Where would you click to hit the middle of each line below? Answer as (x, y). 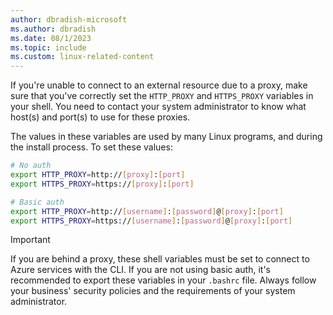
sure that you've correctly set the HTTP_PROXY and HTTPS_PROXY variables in (162, 96)
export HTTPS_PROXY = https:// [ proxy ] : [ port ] (102, 184)
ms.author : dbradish (53, 29)
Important (30, 240)
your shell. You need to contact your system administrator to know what (158, 107)
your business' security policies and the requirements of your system (153, 291)
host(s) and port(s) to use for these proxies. (100, 117)
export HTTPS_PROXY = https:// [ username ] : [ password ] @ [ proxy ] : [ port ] (151, 221)
